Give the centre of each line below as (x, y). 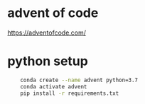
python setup (48, 61)
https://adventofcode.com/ (47, 33)
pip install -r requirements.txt (70, 93)
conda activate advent (54, 86)
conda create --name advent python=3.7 (79, 80)
